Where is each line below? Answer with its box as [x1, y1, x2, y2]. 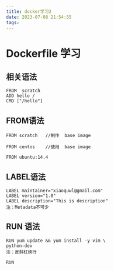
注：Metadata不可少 [6, 204, 49, 210]
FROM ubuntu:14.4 [6, 154, 49, 161]
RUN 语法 [6, 222, 40, 232]
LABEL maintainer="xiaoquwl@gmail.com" [6, 188, 103, 194]
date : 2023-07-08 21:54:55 [6, 14, 72, 20]
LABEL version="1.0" [6, 193, 57, 199]
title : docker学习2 [6, 8, 52, 15]
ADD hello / [6, 93, 35, 99]
